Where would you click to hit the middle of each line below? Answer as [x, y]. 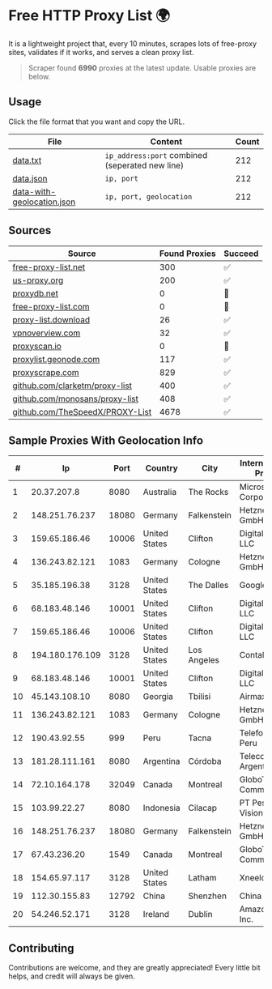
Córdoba [205, 761]
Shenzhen [207, 896]
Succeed [241, 254]
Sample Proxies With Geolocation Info [106, 440]
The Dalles [208, 586]
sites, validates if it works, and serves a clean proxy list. [101, 52]
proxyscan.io [37, 346]
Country [161, 468]
